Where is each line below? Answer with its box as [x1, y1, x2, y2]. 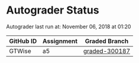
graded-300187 [83, 47, 131, 55]
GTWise [9, 47, 31, 55]
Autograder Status [6, 4, 99, 17]
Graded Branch [85, 37, 129, 45]
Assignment [42, 37, 78, 45]
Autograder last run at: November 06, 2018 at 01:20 [6, 23, 131, 30]
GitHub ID [9, 37, 37, 45]
